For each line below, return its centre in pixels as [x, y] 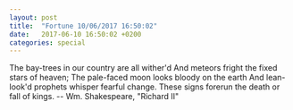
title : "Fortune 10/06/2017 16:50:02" [84, 26]
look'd [21, 87]
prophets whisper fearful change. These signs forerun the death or [157, 87]
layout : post [33, 17]
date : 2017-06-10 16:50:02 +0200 [75, 34]
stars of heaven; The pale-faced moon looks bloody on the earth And [137, 78]
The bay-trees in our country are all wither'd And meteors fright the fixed [143, 68]
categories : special [48, 42]
